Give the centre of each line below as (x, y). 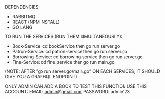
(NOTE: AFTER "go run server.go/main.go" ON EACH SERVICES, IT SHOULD (82, 71)
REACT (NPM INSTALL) (36, 22)
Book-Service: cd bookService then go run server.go (66, 46)
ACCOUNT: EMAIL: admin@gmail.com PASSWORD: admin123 (67, 91)
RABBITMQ (24, 16)
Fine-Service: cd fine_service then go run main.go (63, 62)
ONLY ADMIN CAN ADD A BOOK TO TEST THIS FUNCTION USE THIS (76, 86)
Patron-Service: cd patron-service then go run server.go (70, 51)
